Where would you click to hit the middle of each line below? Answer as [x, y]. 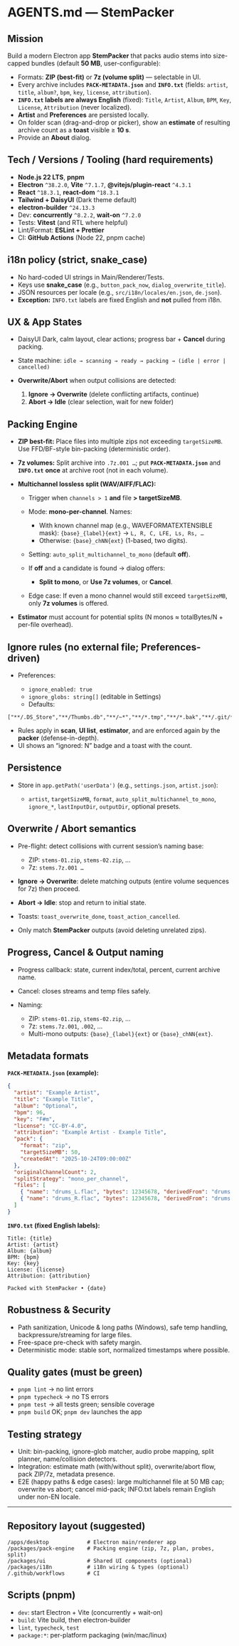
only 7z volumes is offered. [68, 603]
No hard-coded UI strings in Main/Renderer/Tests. [91, 277]
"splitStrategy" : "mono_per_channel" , [71, 1178]
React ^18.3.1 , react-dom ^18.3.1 [68, 192]
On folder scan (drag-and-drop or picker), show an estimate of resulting [124, 122]
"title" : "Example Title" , [54, 1099]
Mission [26, 39]
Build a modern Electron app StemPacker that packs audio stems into [110, 56]
